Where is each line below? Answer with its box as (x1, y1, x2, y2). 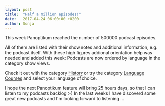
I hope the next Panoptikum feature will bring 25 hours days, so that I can (5, 85, 156, 91)
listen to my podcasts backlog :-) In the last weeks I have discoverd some (5, 90, 156, 96)
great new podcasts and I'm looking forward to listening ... (5, 96, 124, 102)
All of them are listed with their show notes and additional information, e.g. (5, 44, 158, 50)
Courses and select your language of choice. (5, 75, 97, 81)
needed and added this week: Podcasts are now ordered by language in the (5, 55, 161, 61)
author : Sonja (5, 21, 35, 26)
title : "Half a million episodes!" (5, 12, 81, 17)
